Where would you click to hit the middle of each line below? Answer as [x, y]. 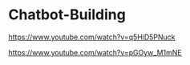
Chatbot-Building [67, 15]
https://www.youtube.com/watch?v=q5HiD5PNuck [92, 37]
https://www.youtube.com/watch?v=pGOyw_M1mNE [95, 52]
